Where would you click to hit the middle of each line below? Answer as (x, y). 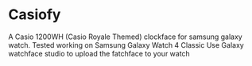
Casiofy (35, 15)
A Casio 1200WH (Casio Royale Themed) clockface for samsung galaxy (125, 37)
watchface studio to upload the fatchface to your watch (99, 53)
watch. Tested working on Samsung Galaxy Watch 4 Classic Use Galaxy (126, 45)
